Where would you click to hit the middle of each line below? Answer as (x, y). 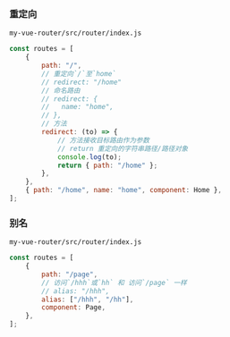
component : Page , (73, 308)
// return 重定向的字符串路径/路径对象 (123, 148)
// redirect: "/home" (82, 82)
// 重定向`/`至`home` (79, 73)
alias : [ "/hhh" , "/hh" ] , (88, 299)
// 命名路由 (61, 90)
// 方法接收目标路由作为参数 (103, 140)
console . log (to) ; (89, 157)
